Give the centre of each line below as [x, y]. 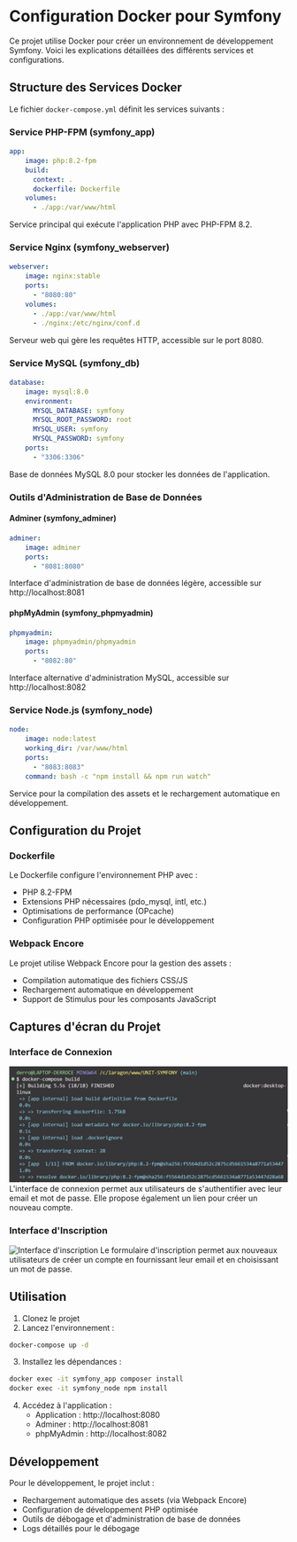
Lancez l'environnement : [68, 1327]
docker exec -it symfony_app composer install [96, 1379]
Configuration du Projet [75, 831]
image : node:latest [61, 739]
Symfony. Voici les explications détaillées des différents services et [131, 50]
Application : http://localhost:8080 [98, 1415]
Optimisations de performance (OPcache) [98, 912]
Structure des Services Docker [96, 87]
